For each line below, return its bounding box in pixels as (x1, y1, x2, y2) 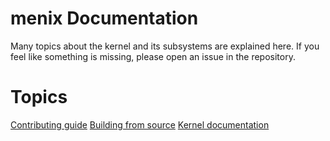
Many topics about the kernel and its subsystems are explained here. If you (10, 40, 320, 52)
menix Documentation (10, 7, 199, 30)
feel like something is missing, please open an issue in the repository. (10, 50, 296, 62)
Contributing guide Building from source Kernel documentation (10, 118, 270, 131)
